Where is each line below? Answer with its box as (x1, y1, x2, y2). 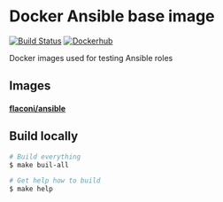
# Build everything (9, 152, 81, 161)
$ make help (9, 184, 53, 194)
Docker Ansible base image (9, 6, 215, 27)
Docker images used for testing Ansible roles (9, 52, 173, 63)
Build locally (9, 128, 79, 144)
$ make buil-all (9, 160, 69, 169)
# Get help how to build (9, 176, 101, 185)
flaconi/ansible (9, 103, 66, 113)
